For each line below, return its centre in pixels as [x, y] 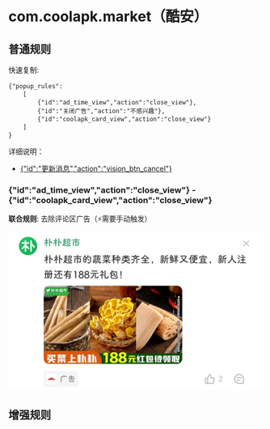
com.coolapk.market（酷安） [108, 17]
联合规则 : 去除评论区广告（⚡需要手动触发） [80, 219]
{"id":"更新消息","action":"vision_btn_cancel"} [96, 168]
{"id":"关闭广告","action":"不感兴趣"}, [101, 111]
